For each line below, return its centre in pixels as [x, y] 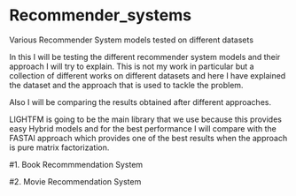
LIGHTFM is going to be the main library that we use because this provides [145, 119]
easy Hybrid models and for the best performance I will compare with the [143, 128]
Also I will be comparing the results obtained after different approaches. [140, 102]
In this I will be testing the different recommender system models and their [145, 57]
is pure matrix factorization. [59, 147]
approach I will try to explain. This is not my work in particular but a [132, 66]
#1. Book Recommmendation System [76, 164]
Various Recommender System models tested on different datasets [132, 40]
